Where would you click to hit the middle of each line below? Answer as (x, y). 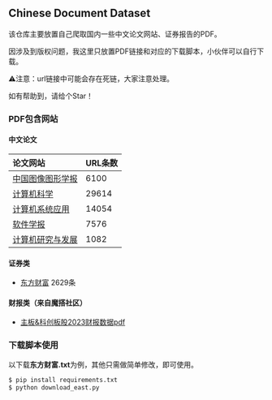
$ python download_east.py (54, 387)
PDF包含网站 (33, 118)
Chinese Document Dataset (80, 13)
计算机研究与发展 (45, 239)
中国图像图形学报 (45, 178)
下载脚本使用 (34, 346)
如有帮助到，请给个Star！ (51, 96)
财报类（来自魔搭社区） (47, 303)
